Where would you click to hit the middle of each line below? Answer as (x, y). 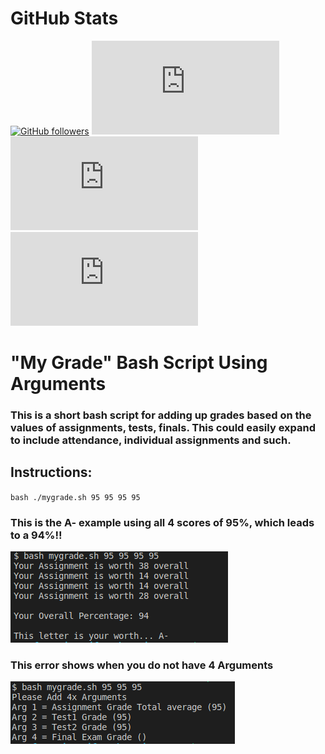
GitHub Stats (64, 18)
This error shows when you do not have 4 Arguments (142, 665)
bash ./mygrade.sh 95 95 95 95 (75, 497)
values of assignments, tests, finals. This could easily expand (163, 428)
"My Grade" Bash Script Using (139, 363)
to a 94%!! (36, 535)
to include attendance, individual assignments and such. (151, 440)
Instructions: (51, 472)
